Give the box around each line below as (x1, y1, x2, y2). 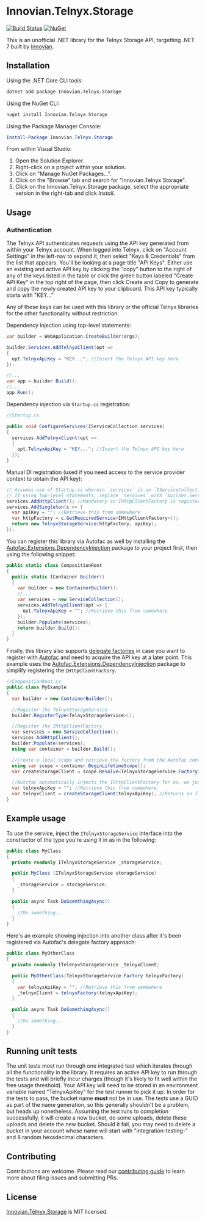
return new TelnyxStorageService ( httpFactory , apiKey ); (12, 521, 157, 527)
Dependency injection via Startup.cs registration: (6, 400, 131, 407)
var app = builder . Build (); (6, 378, 78, 384)
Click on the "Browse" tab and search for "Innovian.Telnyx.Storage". (15, 177, 186, 184)
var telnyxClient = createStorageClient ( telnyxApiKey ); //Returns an (12, 791, 192, 797)
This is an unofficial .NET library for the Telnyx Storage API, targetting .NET (6, 36, 195, 43)
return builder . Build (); (17, 625, 81, 631)
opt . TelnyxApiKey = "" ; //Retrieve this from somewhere (22, 608, 168, 614)
